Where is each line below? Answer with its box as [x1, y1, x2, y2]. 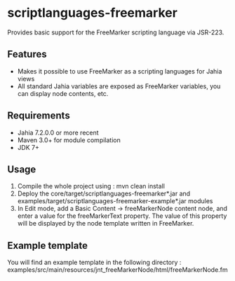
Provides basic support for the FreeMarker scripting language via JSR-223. [7, 28, 224, 36]
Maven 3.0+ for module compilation [17, 135, 121, 144]
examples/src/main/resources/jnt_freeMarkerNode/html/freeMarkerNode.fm [7, 266, 228, 274]
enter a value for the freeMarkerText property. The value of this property [17, 212, 227, 220]
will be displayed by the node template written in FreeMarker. [17, 219, 194, 228]
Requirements [7, 110, 70, 122]
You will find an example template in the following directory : [7, 258, 182, 267]
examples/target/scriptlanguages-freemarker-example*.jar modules [17, 197, 213, 205]
